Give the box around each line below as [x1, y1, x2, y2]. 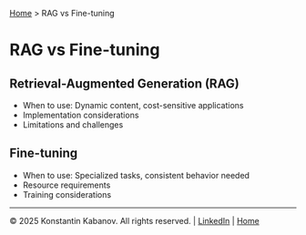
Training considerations [22, 189, 112, 199]
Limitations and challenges [22, 119, 124, 130]
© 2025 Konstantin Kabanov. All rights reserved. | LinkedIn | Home [9, 215, 260, 226]
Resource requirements [22, 179, 111, 190]
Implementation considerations [22, 109, 139, 120]
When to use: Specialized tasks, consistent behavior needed [22, 169, 250, 180]
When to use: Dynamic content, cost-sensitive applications [22, 100, 244, 110]
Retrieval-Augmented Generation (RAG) [9, 76, 240, 91]
